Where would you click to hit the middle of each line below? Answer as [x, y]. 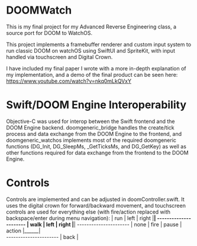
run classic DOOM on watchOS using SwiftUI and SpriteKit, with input [91, 50]
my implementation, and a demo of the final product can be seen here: [92, 75]
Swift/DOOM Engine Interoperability [96, 105]
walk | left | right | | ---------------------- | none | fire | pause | [106, 224]
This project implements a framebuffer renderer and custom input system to [98, 44]
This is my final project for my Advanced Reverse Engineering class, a [91, 27]
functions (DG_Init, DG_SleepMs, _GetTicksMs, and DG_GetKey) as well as [96, 146]
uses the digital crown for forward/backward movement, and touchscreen [96, 205]
